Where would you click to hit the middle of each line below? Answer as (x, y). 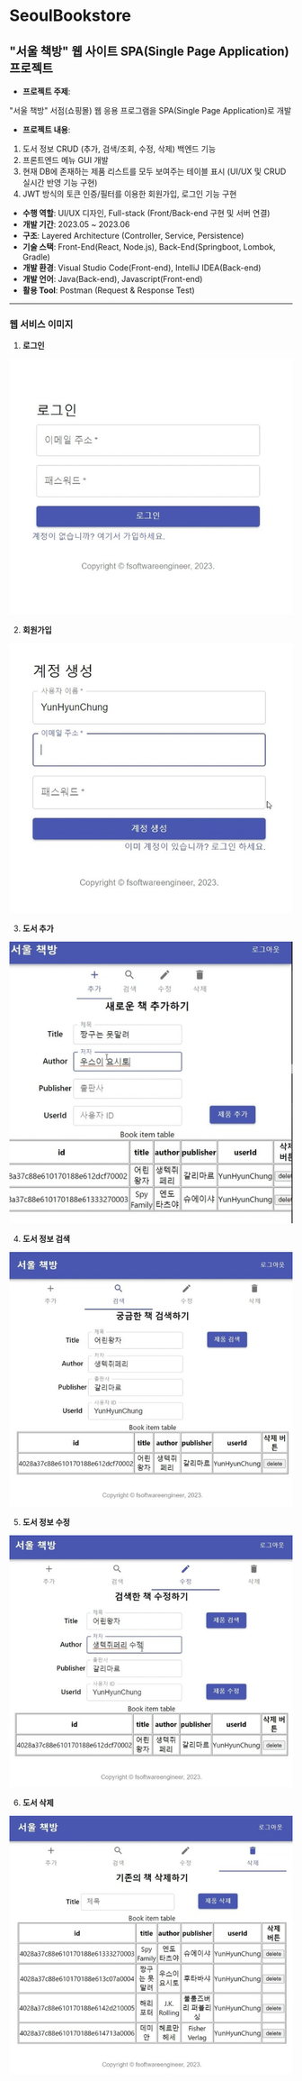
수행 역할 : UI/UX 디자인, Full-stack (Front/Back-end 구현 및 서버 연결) (146, 213)
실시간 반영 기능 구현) (60, 183)
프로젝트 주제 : (46, 91)
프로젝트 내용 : (46, 130)
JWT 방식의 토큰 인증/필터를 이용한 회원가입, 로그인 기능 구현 (129, 194)
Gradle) (36, 257)
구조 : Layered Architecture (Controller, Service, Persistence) (133, 236)
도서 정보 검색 (46, 1239)
